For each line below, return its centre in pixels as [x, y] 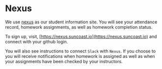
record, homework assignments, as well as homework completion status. [79, 27]
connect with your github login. [37, 41]
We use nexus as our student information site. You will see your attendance [81, 22]
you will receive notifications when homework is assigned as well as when [80, 56]
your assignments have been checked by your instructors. [64, 61]
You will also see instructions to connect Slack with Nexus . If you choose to [81, 51]
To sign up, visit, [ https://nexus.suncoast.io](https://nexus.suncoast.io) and [81, 36]
